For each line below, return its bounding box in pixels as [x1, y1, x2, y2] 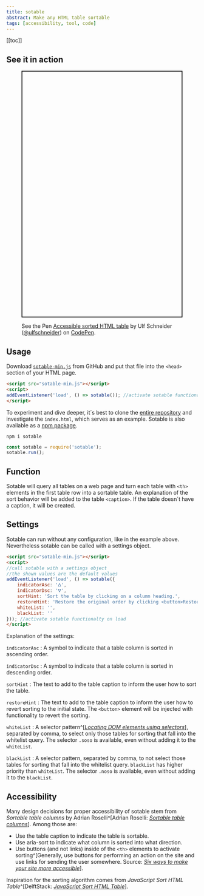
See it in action [6, 54, 64, 64]
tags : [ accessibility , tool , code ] [6, 20, 97, 26]
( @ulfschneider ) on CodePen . [21, 329, 96, 336]
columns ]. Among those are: [6, 821, 78, 828]
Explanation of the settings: [6, 633, 75, 640]
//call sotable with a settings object [6, 565, 107, 571]
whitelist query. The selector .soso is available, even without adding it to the [6, 736, 196, 744]
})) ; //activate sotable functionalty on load [6, 616, 126, 622]
